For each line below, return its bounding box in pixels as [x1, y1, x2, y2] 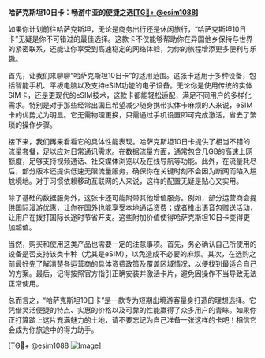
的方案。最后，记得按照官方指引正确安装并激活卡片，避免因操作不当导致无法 [8, 269, 257, 278]
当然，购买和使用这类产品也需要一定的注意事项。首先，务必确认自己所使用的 [8, 240, 257, 248]
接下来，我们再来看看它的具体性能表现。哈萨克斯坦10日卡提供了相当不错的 [8, 137, 251, 146]
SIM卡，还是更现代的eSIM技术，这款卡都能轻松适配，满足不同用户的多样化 [8, 91, 252, 99]
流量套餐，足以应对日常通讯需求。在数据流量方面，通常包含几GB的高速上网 [8, 147, 253, 156]
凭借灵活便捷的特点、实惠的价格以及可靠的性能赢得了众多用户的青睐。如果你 [8, 305, 257, 315]
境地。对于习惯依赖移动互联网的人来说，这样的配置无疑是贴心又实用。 [14, 177, 243, 185]
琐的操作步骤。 [8, 120, 57, 129]
